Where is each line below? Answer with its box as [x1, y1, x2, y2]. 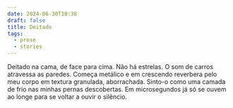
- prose [13, 37, 37, 44]
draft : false [7, 17, 46, 24]
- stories [13, 43, 42, 50]
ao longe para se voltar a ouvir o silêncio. [7, 92, 128, 101]
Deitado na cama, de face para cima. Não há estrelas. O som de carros [7, 63, 214, 71]
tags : [7, 30, 23, 37]
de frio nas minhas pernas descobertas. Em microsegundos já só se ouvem [7, 85, 227, 93]
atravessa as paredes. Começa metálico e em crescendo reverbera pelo [7, 70, 217, 78]
